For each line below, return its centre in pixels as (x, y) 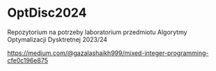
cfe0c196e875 (28, 60)
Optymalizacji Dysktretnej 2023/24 (57, 39)
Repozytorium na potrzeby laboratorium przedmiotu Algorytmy (97, 32)
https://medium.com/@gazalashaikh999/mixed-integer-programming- (108, 53)
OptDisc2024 (47, 13)
